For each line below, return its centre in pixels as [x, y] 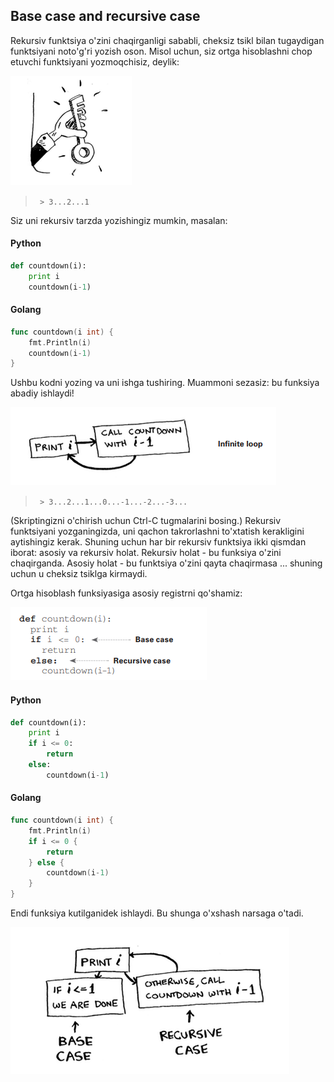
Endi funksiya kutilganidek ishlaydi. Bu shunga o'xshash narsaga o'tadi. [157, 913]
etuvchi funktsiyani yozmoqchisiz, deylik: [95, 61]
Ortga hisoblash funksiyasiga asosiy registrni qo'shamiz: [126, 593]
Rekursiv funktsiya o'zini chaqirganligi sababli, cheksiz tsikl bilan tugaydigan [167, 40]
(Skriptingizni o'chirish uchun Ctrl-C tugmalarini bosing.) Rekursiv [146, 521]
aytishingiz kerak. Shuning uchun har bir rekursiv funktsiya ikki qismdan [158, 542]
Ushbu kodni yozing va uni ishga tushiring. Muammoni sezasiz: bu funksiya [165, 383]
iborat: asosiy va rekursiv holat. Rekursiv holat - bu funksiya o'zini [146, 553]
